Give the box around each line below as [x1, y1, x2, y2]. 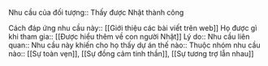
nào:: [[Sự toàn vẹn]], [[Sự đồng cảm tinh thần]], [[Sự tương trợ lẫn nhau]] [8, 49, 254, 58]
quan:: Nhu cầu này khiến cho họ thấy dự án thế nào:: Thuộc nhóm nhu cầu [8, 40, 262, 50]
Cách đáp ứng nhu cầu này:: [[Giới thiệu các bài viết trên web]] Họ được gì [8, 23, 257, 32]
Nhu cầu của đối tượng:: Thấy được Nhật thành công [8, 8, 184, 17]
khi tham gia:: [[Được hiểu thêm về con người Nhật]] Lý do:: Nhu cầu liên [8, 32, 250, 41]
